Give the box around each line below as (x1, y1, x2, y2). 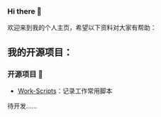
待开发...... (7, 101, 38, 110)
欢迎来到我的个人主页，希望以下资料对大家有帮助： (7, 23, 157, 32)
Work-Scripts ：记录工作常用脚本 (17, 87, 113, 95)
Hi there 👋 (7, 6, 43, 16)
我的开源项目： (7, 46, 73, 58)
